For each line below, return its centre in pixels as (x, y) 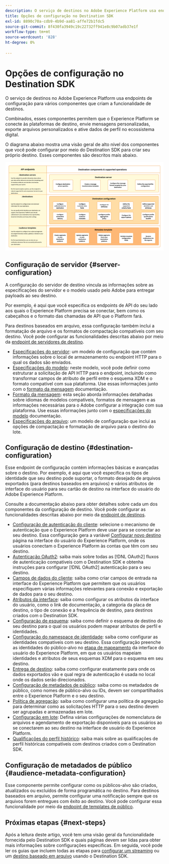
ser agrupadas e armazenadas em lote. (53, 712)
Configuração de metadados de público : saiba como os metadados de (86, 685)
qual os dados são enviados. (42, 362)
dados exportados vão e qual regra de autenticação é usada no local (84, 675)
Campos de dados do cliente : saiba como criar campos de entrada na (85, 578)
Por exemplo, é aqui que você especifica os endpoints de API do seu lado (81, 305)
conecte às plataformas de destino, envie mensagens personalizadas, (78, 124)
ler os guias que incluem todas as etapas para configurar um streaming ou (82, 850)
